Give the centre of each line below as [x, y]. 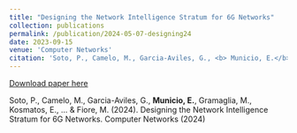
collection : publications [57, 26]
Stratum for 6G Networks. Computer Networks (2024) [107, 119]
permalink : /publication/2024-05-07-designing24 [100, 33]
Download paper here [49, 83]
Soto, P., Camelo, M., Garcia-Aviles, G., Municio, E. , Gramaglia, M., [130, 100]
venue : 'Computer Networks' [61, 50]
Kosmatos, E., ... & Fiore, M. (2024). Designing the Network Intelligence [139, 110]
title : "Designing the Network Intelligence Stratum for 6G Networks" [142, 17]
